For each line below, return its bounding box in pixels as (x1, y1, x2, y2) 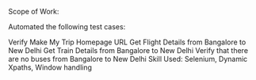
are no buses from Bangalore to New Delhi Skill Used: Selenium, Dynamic (8, 55, 248, 63)
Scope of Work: (8, 7, 59, 16)
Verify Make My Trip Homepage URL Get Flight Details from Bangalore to (8, 37, 246, 47)
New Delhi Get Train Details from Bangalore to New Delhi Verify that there (8, 46, 248, 55)
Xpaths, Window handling (8, 63, 93, 72)
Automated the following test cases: (8, 22, 126, 31)
